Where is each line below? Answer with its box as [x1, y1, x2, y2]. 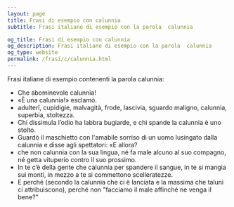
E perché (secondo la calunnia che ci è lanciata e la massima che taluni [17, 178, 223, 186]
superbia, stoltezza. [17, 110, 75, 119]
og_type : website [7, 49, 58, 56]
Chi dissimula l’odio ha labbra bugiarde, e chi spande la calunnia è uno [17, 118, 221, 126]
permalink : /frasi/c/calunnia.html [7, 55, 112, 63]
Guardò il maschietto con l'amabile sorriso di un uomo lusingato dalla [17, 133, 218, 141]
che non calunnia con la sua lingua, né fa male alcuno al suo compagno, [17, 148, 227, 156]
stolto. [17, 126, 37, 134]
